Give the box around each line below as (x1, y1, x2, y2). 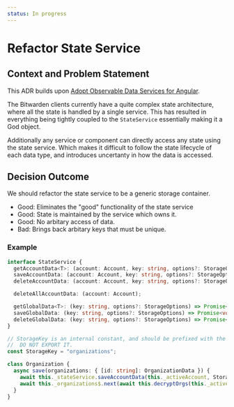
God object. (7, 122, 41, 131)
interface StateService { (7, 258, 82, 265)
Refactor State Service (7, 40, 141, 56)
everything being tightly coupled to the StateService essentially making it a (7, 114, 223, 123)
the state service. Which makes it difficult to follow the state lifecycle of (7, 143, 212, 151)
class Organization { (7, 361, 70, 368)
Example (7, 242, 38, 252)
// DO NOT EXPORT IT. (7, 341, 73, 349)
